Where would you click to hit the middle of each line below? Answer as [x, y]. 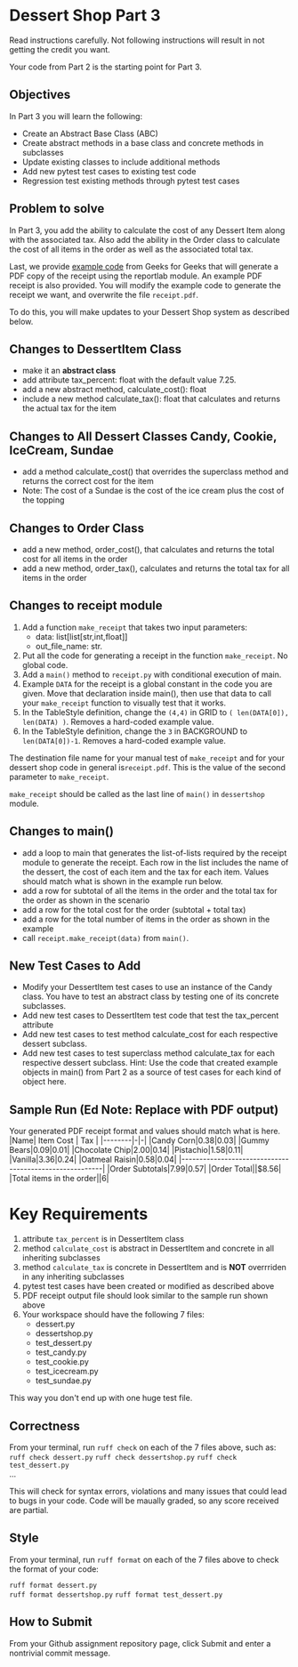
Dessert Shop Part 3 [85, 16]
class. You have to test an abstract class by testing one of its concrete [150, 996]
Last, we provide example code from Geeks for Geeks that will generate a [144, 266]
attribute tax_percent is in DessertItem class [103, 1239]
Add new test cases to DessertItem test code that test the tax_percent [150, 1016]
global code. [45, 664]
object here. [44, 1082]
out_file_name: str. [69, 646]
